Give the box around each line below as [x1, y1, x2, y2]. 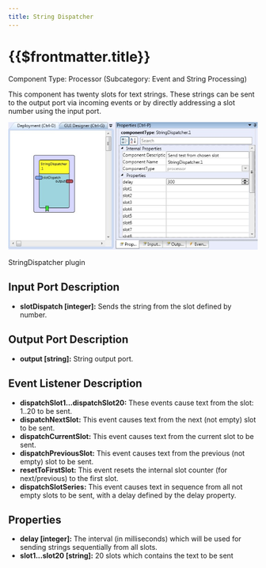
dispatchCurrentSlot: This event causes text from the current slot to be [19, 431, 255, 441]
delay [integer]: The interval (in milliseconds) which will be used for [19, 534, 241, 543]
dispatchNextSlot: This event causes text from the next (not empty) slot [19, 415, 256, 424]
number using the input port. [8, 106, 101, 115]
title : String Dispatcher [8, 13, 93, 21]
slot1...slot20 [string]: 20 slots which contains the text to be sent [19, 551, 234, 561]
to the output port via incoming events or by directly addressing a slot [8, 97, 236, 107]
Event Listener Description [8, 377, 142, 391]
